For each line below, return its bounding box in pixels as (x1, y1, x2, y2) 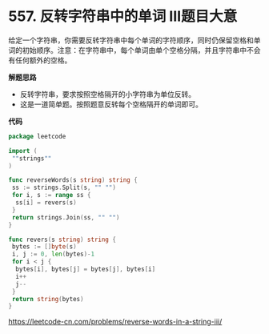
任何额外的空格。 (14, 55, 72, 65)
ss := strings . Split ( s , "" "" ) (11, 183, 116, 192)
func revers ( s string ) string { (8, 235, 116, 243)
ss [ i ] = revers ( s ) (15, 199, 78, 207)
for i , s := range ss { (11, 191, 91, 199)
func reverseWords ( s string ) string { (8, 176, 138, 184)
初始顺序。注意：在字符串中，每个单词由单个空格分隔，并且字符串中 (22, 45, 247, 54)
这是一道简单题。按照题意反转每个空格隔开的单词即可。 (19, 99, 203, 109)
